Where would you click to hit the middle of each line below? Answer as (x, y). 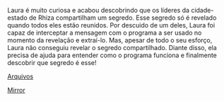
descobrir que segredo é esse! (52, 63)
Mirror (17, 90)
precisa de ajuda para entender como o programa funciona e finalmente (112, 55)
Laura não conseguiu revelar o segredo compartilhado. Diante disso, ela (112, 48)
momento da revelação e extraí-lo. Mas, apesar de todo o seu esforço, (110, 40)
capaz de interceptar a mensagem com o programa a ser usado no (105, 32)
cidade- (202, 10)
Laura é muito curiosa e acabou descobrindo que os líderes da (98, 10)
